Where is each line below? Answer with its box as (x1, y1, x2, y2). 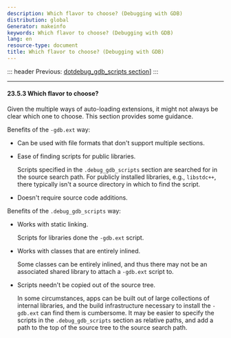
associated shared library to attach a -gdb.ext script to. (16, 268, 174, 276)
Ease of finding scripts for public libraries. (16, 152, 136, 160)
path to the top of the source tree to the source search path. (16, 324, 188, 332)
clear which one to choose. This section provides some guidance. (7, 112, 194, 120)
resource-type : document (7, 42, 78, 49)
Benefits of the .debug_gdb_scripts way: (7, 207, 122, 215)
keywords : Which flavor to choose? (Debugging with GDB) (7, 29, 174, 36)
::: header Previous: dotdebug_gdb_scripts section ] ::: (7, 67, 159, 76)
